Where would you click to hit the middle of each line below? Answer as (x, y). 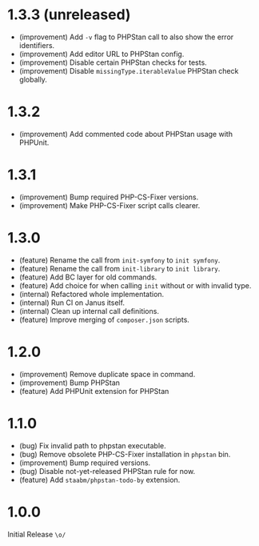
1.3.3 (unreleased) (69, 15)
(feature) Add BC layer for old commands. (88, 277)
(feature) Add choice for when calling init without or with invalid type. (135, 285)
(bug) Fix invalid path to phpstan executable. (92, 445)
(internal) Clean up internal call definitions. (89, 311)
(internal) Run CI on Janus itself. (72, 303)
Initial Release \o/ (37, 534)
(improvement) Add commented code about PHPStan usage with (126, 134)
